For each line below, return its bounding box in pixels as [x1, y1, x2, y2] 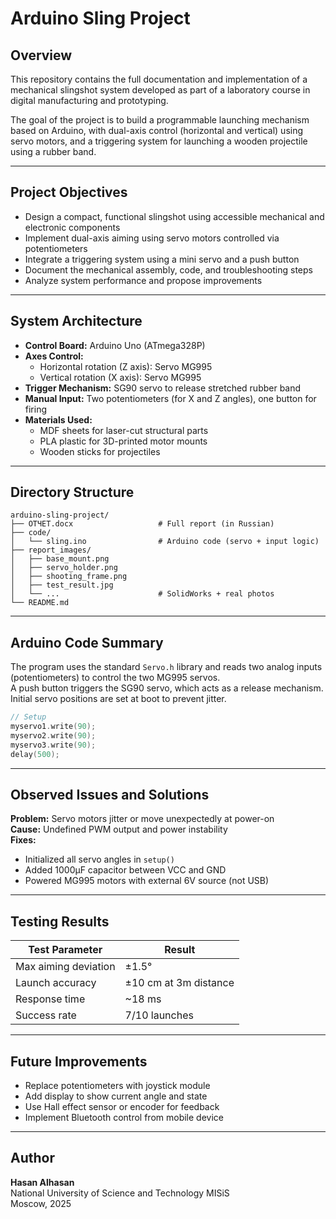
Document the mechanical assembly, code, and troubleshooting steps [24, 263, 313, 276]
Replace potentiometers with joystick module [24, 1080, 211, 1092]
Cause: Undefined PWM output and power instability [10, 823, 228, 836]
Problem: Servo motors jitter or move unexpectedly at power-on [10, 813, 275, 825]
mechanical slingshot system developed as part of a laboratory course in [10, 84, 311, 96]
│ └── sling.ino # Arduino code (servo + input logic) [10, 537, 320, 547]
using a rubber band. [10, 146, 97, 157]
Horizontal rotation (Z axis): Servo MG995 [39, 360, 213, 372]
